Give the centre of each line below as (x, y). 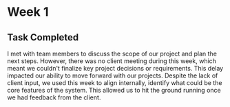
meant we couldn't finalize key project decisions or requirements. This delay (115, 68)
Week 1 (28, 12)
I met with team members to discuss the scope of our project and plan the (112, 53)
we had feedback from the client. (54, 97)
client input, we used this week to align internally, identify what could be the (115, 83)
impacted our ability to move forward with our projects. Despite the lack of (113, 75)
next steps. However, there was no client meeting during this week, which (112, 61)
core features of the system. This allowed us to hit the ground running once (114, 90)
